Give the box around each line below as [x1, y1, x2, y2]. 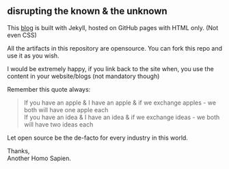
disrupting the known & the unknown [7, 5, 167, 17]
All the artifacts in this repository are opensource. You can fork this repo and [7, 44, 223, 52]
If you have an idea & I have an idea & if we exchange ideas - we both [23, 113, 220, 121]
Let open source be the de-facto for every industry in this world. [7, 133, 188, 142]
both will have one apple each [23, 105, 109, 114]
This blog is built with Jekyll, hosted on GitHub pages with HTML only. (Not [7, 23, 219, 31]
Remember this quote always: [7, 85, 91, 93]
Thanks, [7, 146, 30, 155]
